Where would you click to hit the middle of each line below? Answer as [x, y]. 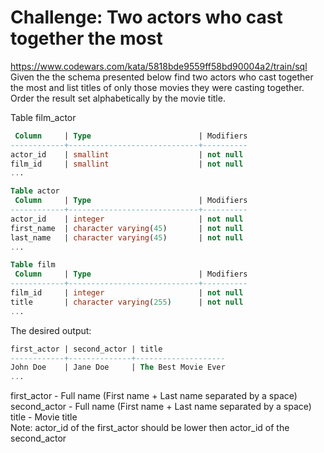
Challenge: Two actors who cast [146, 17]
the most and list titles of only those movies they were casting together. [157, 87]
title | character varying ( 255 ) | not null [127, 302]
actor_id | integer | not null [127, 219]
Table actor [35, 191]
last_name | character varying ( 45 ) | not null [127, 237]
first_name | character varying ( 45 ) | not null [127, 228]
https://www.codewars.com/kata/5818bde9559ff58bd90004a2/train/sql [159, 66]
